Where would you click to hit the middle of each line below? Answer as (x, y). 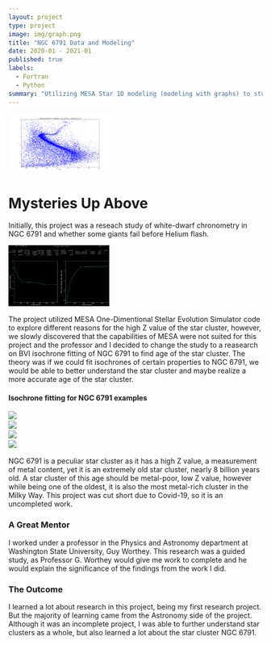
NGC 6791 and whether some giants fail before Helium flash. (109, 234)
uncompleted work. (41, 504)
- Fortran (32, 77)
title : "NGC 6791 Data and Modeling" (72, 43)
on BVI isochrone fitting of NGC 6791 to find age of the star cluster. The (127, 354)
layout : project (35, 17)
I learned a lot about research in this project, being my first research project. (135, 606)
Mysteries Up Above (78, 203)
